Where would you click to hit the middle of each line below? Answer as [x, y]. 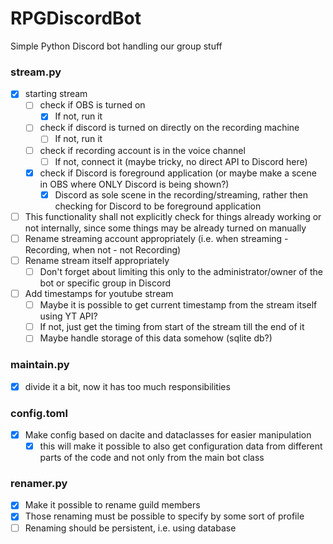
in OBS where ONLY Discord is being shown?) [134, 184]
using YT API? [68, 316]
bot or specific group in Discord [105, 283]
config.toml [39, 413]
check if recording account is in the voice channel [142, 150]
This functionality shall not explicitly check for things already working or [173, 216]
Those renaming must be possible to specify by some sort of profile [164, 516]
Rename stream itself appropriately [97, 260]
